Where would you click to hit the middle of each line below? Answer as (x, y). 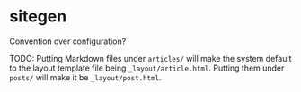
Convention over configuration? (68, 41)
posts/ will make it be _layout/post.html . (85, 77)
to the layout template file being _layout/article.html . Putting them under (147, 68)
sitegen (38, 17)
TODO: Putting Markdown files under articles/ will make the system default (150, 58)
